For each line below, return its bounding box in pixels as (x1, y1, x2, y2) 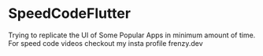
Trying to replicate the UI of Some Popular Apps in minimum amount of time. (8, 30, 256, 40)
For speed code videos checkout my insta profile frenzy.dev (8, 38, 203, 47)
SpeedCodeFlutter (8, 5, 131, 23)
